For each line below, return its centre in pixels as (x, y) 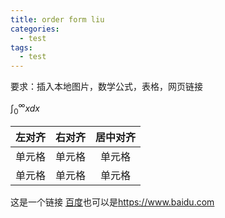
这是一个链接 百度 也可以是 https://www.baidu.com (112, 202)
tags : (21, 47)
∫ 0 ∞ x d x (25, 108)
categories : (35, 29)
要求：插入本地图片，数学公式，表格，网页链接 (106, 87)
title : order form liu (57, 19)
